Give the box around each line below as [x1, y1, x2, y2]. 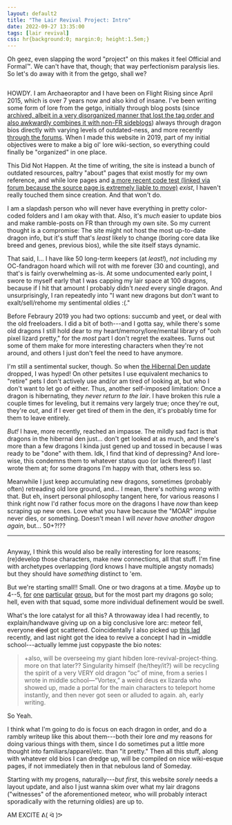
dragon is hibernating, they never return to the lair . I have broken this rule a [7, 392, 221, 400]
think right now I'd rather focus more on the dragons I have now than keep [7, 499, 219, 508]
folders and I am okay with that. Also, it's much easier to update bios [26, 212, 222, 220]
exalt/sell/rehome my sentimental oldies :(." [7, 299, 130, 307]
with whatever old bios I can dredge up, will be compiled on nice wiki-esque [7, 754, 224, 763]
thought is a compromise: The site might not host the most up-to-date [7, 227, 206, 235]
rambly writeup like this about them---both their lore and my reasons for [7, 732, 213, 741]
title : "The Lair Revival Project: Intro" [7, 17, 131, 24]
